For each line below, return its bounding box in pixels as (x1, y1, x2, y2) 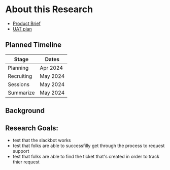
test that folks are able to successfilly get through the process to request (12, 143, 165, 149)
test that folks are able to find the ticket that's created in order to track (12, 153, 160, 159)
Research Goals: (5, 124, 58, 132)
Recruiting (8, 72, 32, 79)
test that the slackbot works (12, 137, 71, 143)
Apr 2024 (40, 64, 63, 71)
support (12, 148, 29, 154)
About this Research (5, 4, 93, 15)
